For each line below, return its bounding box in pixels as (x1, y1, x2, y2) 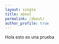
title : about (5, 12, 32, 17)
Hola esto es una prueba (5, 34, 55, 40)
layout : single (5, 7, 36, 12)
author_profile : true (5, 21, 49, 26)
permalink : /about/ (5, 16, 45, 21)
